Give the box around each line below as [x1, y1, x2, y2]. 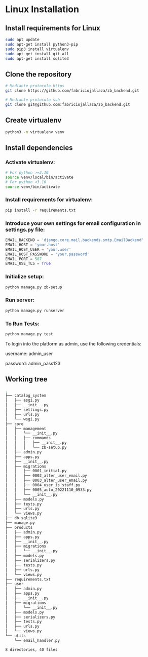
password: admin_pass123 [5, 360, 61, 366]
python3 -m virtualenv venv [5, 129, 65, 135]
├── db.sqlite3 [5, 516, 38, 521]
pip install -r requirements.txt [5, 208, 76, 213]
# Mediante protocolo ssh [5, 97, 60, 102]
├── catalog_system [5, 393, 47, 398]
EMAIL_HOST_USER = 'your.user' [5, 247, 71, 252]
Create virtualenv [5, 116, 62, 125]
